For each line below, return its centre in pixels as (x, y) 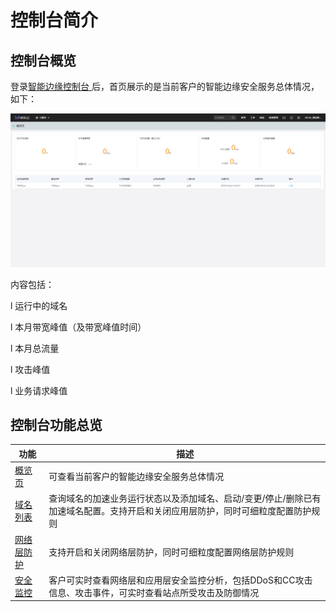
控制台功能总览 (56, 424)
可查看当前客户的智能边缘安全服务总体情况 (136, 477)
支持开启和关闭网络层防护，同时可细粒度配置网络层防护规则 (171, 552)
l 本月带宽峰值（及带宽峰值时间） (78, 327)
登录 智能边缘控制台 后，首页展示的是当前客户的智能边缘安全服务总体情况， (165, 86)
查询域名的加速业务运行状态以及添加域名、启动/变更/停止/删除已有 (185, 498)
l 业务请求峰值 (39, 390)
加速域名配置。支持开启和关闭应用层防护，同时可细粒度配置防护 (180, 511)
